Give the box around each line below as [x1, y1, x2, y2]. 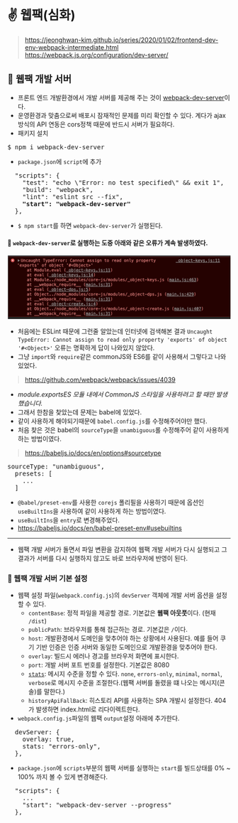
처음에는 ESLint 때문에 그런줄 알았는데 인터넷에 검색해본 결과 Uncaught [17, 327, 213, 335]
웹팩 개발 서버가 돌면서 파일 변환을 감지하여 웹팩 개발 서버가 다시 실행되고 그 [17, 545, 228, 554]
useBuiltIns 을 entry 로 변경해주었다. [17, 515, 120, 524]
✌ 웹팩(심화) [7, 7, 76, 23]
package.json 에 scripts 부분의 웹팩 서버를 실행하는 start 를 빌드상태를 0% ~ [17, 763, 231, 772]
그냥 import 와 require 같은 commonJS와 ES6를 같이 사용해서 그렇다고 [17, 352, 214, 360]
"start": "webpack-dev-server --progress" [22, 801, 172, 809]
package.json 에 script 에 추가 [17, 157, 102, 166]
